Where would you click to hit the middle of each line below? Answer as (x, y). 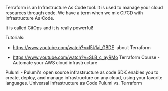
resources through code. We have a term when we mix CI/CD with (74, 13)
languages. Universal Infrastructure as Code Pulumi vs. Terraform (74, 83)
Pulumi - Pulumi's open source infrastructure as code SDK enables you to (82, 72)
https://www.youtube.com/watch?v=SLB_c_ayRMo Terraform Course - (86, 57)
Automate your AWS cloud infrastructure (55, 62)
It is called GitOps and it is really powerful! (49, 28)
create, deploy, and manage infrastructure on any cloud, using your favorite (84, 78)
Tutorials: (15, 38)
